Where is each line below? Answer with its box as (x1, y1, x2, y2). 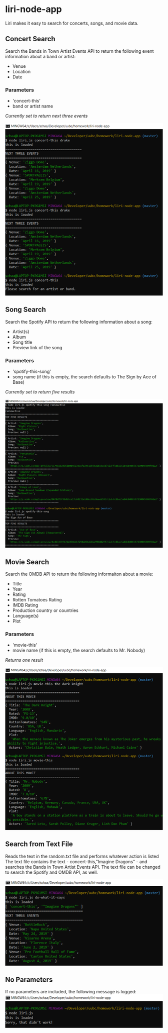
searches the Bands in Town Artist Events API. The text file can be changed (5, 864, 161, 870)
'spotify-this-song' (12, 368, 51, 375)
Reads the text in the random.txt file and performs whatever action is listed (5, 853, 159, 859)
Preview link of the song (12, 344, 62, 350)
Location (12, 68, 31, 74)
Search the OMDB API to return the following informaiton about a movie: (5, 571, 153, 577)
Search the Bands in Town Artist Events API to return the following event (5, 48, 154, 54)
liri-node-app (5, 4, 62, 15)
